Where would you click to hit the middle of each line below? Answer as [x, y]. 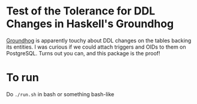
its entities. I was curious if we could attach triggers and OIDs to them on [96, 47]
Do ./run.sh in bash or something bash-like [60, 94]
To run [23, 78]
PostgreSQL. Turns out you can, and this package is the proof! [83, 53]
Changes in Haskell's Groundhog [90, 24]
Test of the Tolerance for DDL [81, 11]
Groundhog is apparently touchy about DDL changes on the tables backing [99, 40]
